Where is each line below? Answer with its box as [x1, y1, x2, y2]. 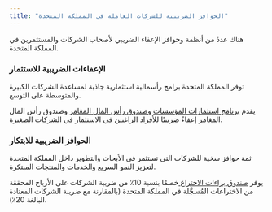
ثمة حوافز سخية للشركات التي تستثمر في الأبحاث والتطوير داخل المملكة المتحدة [9, 154, 252, 163]
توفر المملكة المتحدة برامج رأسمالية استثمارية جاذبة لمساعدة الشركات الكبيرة [9, 81, 245, 91]
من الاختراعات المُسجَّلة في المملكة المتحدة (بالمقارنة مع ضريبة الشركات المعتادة [9, 186, 254, 196]
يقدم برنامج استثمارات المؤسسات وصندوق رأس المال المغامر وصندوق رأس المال [9, 106, 256, 115]
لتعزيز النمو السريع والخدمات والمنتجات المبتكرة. [9, 162, 156, 171]
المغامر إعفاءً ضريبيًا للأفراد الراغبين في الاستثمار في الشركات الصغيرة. [9, 115, 223, 124]
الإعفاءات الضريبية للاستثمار [9, 63, 106, 74]
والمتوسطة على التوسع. [9, 90, 81, 100]
